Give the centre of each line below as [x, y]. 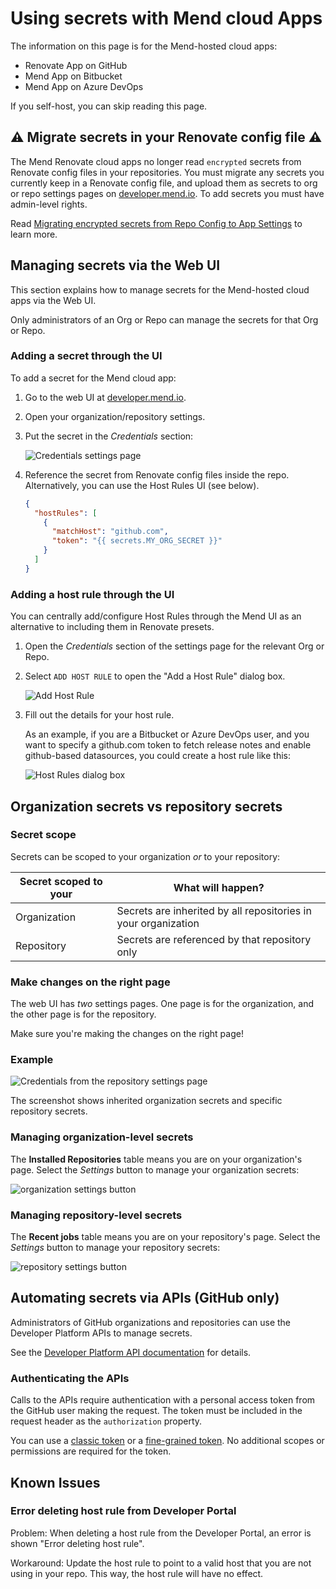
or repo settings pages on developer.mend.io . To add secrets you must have [167, 193]
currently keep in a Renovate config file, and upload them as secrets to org [164, 183]
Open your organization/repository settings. [115, 416]
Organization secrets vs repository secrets [146, 806]
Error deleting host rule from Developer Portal [123, 1511]
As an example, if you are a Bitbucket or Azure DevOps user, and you [167, 734]
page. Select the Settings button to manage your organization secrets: [155, 1169]
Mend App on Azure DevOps [84, 86]
